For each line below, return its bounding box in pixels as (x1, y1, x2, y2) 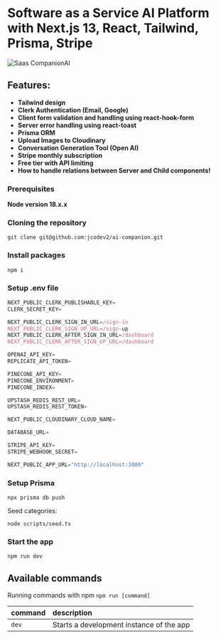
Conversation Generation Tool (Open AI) (17, 144, 139, 152)
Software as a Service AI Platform (7, 5, 209, 21)
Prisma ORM (17, 128, 55, 136)
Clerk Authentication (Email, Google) (17, 105, 129, 114)
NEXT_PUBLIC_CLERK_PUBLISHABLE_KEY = (7, 299, 116, 306)
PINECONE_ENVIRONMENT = (7, 377, 75, 385)
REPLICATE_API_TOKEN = (7, 358, 72, 365)
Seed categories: (7, 506, 58, 515)
